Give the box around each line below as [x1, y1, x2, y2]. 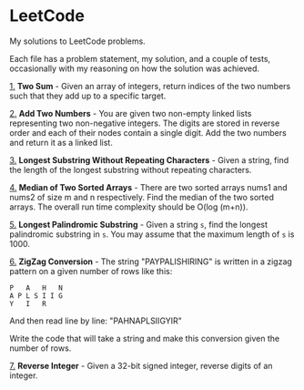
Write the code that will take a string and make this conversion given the [9, 333, 280, 344]
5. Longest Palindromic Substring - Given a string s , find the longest [9, 219, 269, 230]
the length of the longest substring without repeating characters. [9, 164, 252, 175]
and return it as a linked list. [9, 137, 114, 148]
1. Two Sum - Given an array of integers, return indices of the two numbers [9, 80, 291, 91]
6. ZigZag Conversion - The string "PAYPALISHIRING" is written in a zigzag [9, 256, 293, 267]
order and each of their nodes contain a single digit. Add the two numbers [9, 127, 287, 138]
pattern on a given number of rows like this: [9, 265, 173, 276]
